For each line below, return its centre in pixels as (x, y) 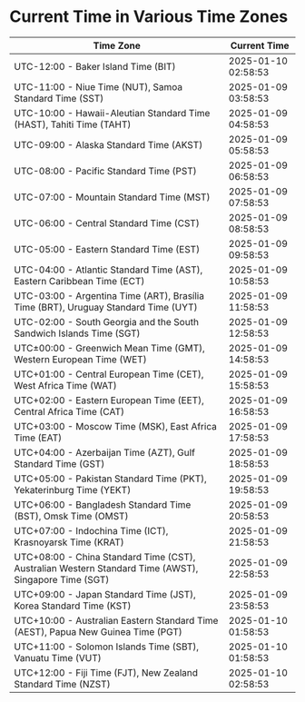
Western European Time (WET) (80, 359)
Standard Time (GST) (59, 463)
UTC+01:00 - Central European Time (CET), (109, 374)
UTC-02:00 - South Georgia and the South (107, 321)
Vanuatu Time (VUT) (58, 658)
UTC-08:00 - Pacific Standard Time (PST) (105, 171)
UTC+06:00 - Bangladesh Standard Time (103, 504)
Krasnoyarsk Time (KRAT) (69, 542)
